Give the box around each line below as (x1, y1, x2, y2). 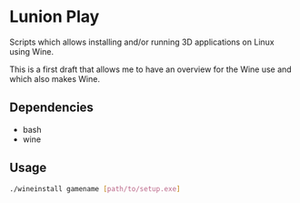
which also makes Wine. (9, 73, 100, 84)
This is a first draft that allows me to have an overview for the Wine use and (9, 64, 293, 75)
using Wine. (9, 46, 55, 56)
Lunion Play (9, 6, 100, 27)
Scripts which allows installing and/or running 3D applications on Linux (9, 36, 275, 47)
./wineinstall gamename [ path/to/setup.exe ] (9, 184, 181, 193)
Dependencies (9, 100, 94, 116)
